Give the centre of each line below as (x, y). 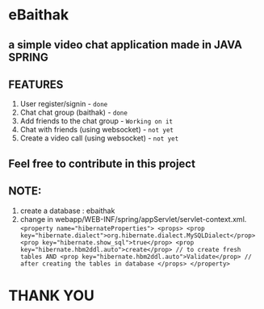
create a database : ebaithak (67, 211)
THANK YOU (51, 295)
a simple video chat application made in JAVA (125, 45)
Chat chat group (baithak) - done (73, 113)
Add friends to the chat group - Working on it (96, 121)
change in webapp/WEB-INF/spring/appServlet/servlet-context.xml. (133, 219)
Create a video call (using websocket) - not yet (99, 138)
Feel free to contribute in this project (102, 163)
